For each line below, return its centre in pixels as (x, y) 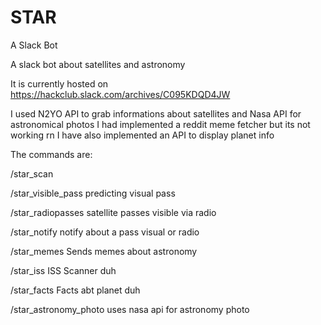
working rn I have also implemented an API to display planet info (142, 135)
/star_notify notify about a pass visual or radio (105, 232)
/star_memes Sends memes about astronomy (104, 251)
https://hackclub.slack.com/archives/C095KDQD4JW (120, 94)
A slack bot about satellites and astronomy (98, 64)
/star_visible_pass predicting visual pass (93, 193)
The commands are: (51, 154)
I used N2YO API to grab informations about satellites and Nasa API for (156, 113)
